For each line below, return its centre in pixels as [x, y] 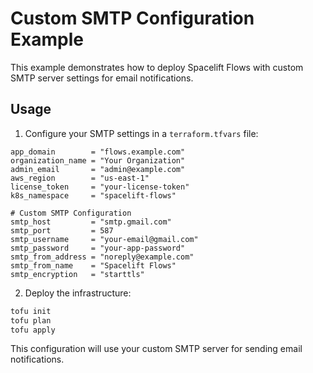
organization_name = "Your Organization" [98, 160]
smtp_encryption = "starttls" [77, 274]
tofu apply [33, 330]
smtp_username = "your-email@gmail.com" [104, 239]
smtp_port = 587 [62, 230]
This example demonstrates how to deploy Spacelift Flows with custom [157, 67]
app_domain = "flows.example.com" [98, 152]
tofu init [31, 311]
